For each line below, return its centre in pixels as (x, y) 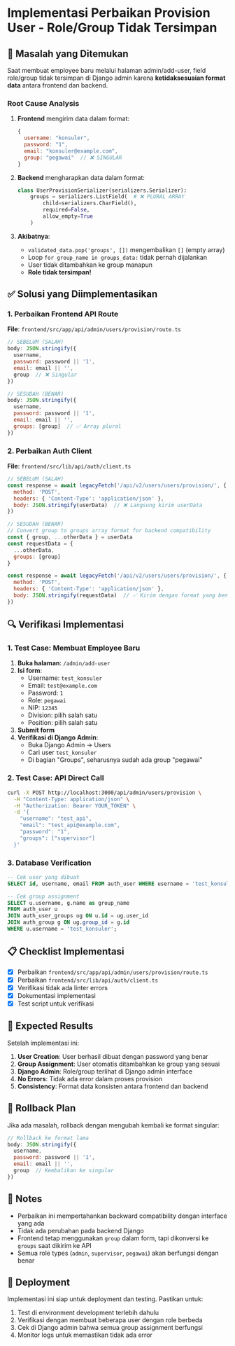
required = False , (66, 210)
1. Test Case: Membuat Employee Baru (74, 648)
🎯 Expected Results (50, 1026)
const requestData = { (40, 543)
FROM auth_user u (33, 909)
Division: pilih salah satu (63, 715)
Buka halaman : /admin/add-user (64, 663)
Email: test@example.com (63, 686)
